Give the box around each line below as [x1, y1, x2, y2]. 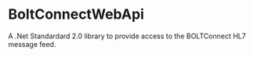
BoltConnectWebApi [8, 5, 145, 23]
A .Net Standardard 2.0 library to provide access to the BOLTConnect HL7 [8, 31, 246, 41]
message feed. [8, 39, 56, 48]
